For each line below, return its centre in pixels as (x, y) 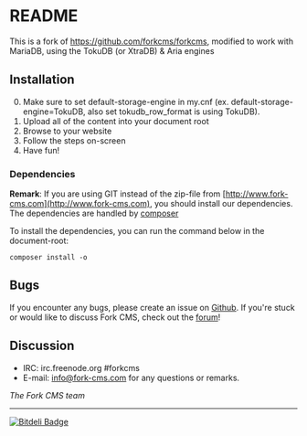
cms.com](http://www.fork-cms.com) (80, 204)
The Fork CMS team (47, 395)
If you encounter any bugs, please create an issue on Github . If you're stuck (152, 307)
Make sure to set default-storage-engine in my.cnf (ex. (126, 101)
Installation (42, 80)
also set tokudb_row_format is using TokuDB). (174, 112)
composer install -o (49, 258)
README (44, 16)
